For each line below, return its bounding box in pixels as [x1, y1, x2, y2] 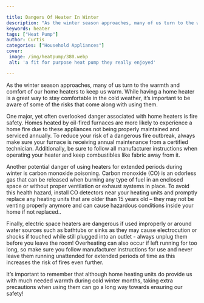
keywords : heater [6, 26, 50, 32]
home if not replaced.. [6, 208, 62, 216]
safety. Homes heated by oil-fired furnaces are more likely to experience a [6, 119, 192, 126]
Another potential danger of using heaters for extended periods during [6, 163, 183, 170]
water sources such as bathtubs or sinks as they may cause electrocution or [6, 226, 197, 234]
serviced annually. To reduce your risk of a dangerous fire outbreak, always [6, 132, 195, 139]
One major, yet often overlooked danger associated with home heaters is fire [6, 112, 198, 120]
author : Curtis [6, 37, 45, 43]
